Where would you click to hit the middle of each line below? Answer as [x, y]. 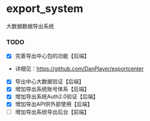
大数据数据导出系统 [30, 26]
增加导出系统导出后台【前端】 [52, 112]
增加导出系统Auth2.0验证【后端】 [57, 97]
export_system [45, 9]
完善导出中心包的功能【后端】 [52, 56]
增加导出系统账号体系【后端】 [52, 89]
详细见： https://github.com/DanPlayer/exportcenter [79, 69]
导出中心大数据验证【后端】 [50, 82]
